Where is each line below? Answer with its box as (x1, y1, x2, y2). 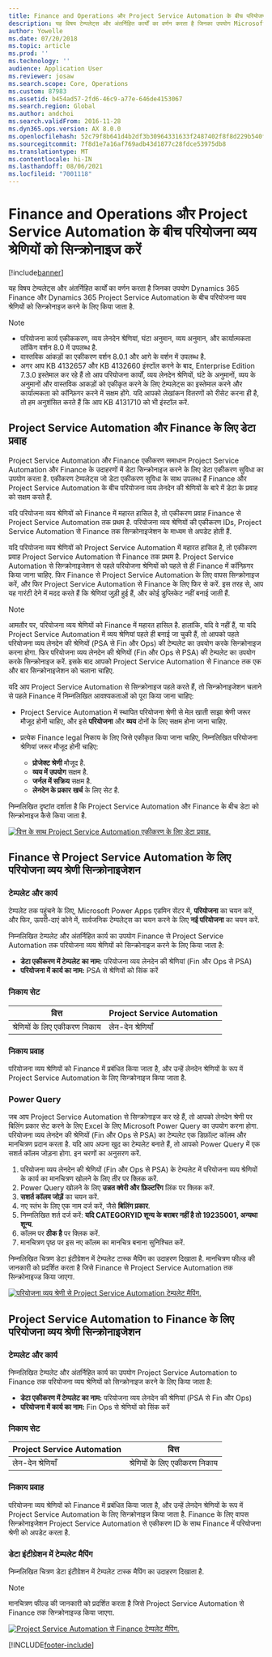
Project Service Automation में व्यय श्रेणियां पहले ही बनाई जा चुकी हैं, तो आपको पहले (8, 629, 240, 638)
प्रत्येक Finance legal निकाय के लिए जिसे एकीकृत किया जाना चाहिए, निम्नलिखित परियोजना (19, 732, 258, 742)
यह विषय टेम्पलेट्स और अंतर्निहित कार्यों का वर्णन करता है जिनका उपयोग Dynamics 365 (8, 283, 240, 293)
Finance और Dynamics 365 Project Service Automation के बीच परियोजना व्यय (8, 293, 247, 302)
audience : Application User (8, 65, 104, 73)
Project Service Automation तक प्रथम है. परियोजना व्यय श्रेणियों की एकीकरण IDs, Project (8, 517, 261, 527)
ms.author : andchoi (8, 110, 74, 118)
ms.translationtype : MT (8, 147, 89, 156)
